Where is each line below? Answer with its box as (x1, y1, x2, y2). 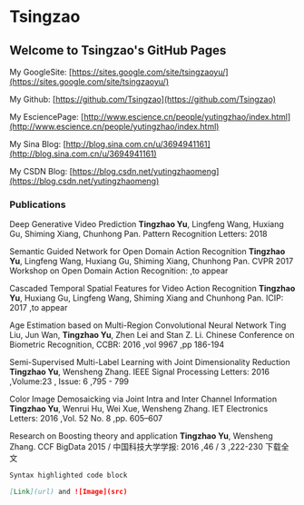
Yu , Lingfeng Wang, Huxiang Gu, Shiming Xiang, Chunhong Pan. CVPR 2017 (9, 256, 294, 267)
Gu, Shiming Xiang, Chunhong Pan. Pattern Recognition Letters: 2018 (9, 229, 268, 240)
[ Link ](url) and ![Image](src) (9, 488, 128, 497)
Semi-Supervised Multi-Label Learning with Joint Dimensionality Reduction (9, 357, 290, 368)
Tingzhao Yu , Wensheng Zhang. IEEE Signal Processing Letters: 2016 (9, 366, 270, 378)
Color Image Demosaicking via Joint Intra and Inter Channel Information (9, 393, 278, 405)
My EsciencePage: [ (9, 112, 84, 122)
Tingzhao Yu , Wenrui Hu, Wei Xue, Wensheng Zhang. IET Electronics (9, 403, 269, 414)
